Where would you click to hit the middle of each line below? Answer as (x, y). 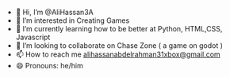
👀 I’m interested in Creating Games (73, 20)
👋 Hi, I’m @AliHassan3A (54, 12)
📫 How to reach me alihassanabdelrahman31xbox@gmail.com (118, 54)
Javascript (33, 37)
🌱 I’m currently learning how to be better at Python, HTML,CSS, (119, 29)
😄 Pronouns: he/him (49, 66)
